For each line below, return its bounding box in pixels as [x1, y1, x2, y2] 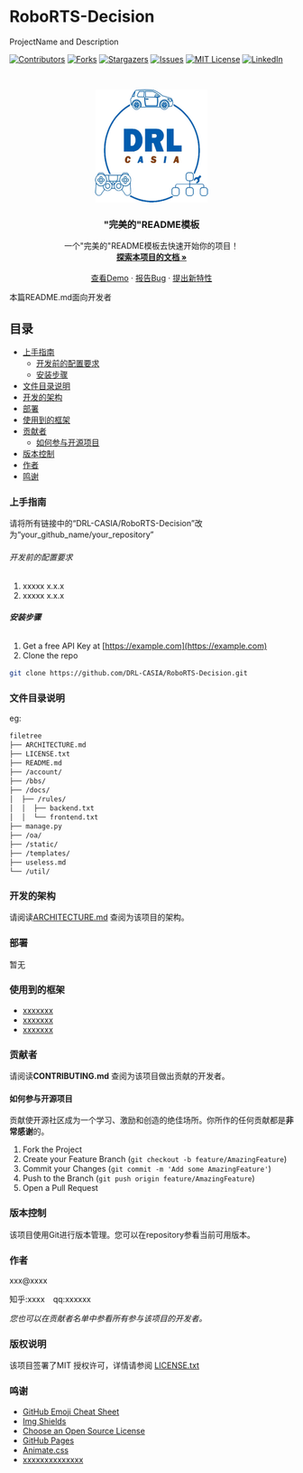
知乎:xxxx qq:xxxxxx [9, 1293, 92, 1304]
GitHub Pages [22, 1435, 75, 1446]
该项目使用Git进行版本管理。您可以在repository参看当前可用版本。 [9, 1229, 255, 1240]
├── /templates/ [9, 848, 70, 858]
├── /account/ [9, 767, 63, 777]
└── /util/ [9, 866, 50, 876]
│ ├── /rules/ [9, 794, 67, 804]
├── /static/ [9, 839, 59, 849]
